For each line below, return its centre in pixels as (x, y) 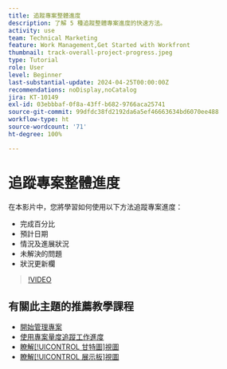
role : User (26, 68)
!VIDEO (39, 279)
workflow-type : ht (39, 120)
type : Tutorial (33, 61)
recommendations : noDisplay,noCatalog (72, 90)
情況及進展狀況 (44, 243)
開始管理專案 (41, 327)
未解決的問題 (41, 253)
